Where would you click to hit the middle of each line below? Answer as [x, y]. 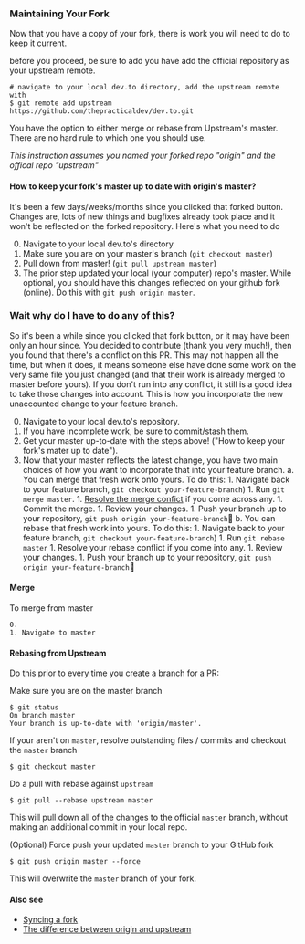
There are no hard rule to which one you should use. [108, 138]
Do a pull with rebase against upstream [81, 784]
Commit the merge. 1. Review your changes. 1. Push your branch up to [154, 509]
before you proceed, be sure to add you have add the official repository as [149, 61]
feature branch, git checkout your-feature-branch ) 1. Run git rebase [153, 538]
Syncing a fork [50, 919]
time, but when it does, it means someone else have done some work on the [153, 364]
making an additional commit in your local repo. [99, 827]
